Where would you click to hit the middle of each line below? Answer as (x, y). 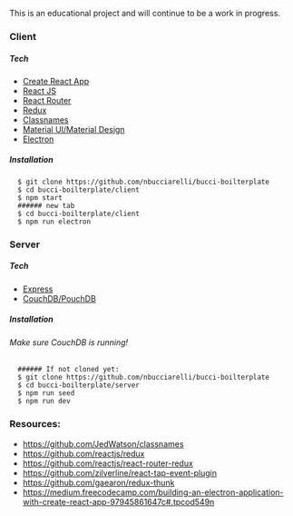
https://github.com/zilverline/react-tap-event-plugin (120, 472)
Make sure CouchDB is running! (69, 342)
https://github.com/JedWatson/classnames (103, 443)
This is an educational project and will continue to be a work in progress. (145, 13)
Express (38, 289)
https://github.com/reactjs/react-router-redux (107, 463)
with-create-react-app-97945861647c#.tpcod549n (118, 501)
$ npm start (40, 198)
